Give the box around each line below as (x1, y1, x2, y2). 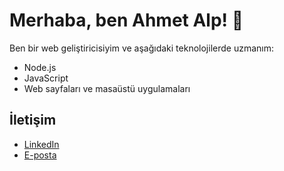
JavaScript (23, 72, 69, 84)
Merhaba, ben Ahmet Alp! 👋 (9, 9, 244, 32)
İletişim (9, 112, 57, 129)
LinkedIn (23, 138, 60, 150)
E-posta (23, 149, 57, 161)
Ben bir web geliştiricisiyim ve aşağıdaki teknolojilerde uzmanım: (9, 42, 275, 54)
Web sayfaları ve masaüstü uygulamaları (23, 82, 191, 94)
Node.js (23, 61, 57, 73)
